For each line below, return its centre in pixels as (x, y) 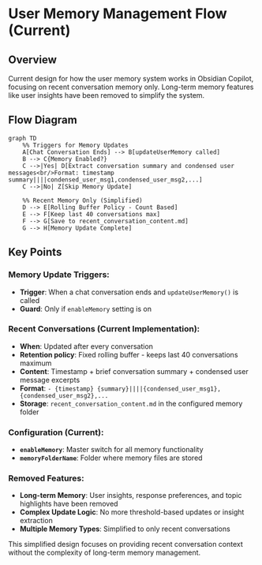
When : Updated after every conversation (86, 346)
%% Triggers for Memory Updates (75, 145)
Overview (33, 60)
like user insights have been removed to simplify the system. (107, 95)
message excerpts (50, 380)
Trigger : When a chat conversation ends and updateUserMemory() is (129, 292)
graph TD (22, 138)
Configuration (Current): (56, 432)
